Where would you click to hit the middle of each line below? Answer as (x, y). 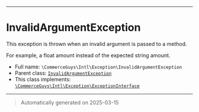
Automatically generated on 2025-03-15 (70, 102)
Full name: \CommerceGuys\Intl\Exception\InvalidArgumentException (98, 67)
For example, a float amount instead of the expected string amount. (88, 55)
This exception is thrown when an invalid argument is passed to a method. (97, 44)
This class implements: (43, 79)
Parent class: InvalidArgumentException (63, 73)
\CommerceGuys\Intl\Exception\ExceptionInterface (77, 86)
